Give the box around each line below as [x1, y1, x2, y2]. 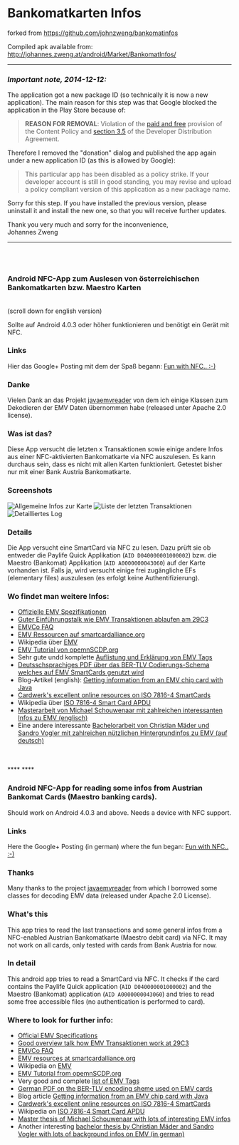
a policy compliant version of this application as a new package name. [24, 185, 231, 194]
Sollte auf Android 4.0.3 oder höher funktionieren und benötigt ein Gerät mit [7, 320, 230, 329]
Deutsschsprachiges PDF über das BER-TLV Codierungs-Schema [17, 661, 210, 669]
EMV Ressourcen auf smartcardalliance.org [17, 630, 145, 639]
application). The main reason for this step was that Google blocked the [7, 98, 217, 107]
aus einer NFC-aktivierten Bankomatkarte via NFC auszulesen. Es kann [7, 453, 216, 461]
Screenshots [7, 486, 53, 496]
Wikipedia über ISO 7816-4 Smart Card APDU [17, 699, 152, 707]
